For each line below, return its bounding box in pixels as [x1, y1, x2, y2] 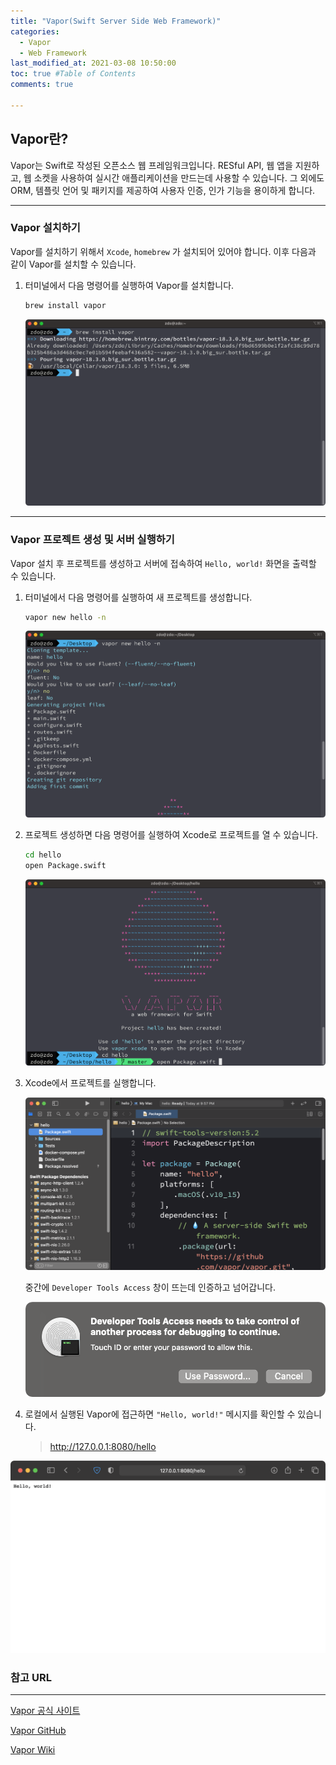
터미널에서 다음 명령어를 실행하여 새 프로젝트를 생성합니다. [24, 591, 253, 603]
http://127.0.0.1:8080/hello [49, 1441, 157, 1453]
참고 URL [10, 1670, 52, 1684]
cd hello [24, 850, 62, 860]
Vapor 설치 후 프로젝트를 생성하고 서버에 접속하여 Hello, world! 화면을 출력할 [10, 557, 317, 569]
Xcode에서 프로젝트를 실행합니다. [24, 1077, 157, 1089]
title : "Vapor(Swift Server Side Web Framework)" [10, 16, 222, 26]
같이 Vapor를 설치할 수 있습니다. [10, 258, 137, 270]
